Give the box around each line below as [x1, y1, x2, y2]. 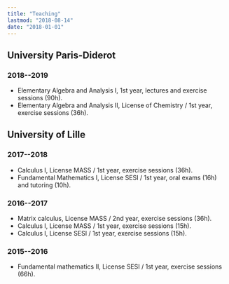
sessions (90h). [17, 94, 63, 102]
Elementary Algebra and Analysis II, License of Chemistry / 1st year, [17, 101, 213, 109]
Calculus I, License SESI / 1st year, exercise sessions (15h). [17, 229, 187, 238]
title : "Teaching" [7, 10, 61, 18]
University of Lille [7, 129, 86, 141]
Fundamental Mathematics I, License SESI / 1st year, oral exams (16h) [17, 173, 217, 182]
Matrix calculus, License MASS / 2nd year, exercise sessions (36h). [17, 215, 212, 223]
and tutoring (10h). [17, 180, 71, 189]
